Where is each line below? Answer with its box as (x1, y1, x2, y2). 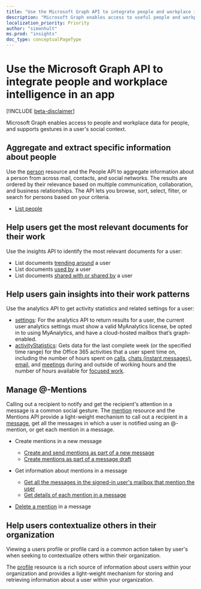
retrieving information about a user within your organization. (6, 576, 154, 583)
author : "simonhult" (6, 25, 58, 32)
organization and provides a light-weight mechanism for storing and (6, 570, 173, 577)
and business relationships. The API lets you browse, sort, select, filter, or (6, 187, 187, 194)
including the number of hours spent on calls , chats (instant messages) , (14, 355, 193, 362)
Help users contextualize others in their (6, 520, 157, 530)
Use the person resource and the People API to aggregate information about (6, 168, 194, 175)
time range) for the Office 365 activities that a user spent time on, (14, 348, 176, 356)
